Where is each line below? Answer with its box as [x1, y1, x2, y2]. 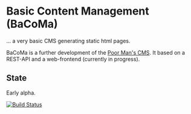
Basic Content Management [6, 4, 149, 18]
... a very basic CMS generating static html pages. [6, 37, 131, 44]
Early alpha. [6, 89, 36, 96]
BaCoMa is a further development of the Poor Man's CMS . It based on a [6, 49, 186, 56]
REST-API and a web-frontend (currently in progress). [6, 55, 140, 62]
